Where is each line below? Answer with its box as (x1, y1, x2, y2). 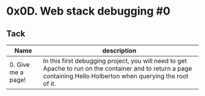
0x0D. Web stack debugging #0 (6, 4, 171, 18)
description (102, 47, 137, 55)
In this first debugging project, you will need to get (43, 57, 187, 65)
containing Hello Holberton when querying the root (43, 72, 189, 80)
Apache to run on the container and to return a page (43, 64, 192, 72)
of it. (43, 80, 56, 87)
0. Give (9, 61, 30, 69)
